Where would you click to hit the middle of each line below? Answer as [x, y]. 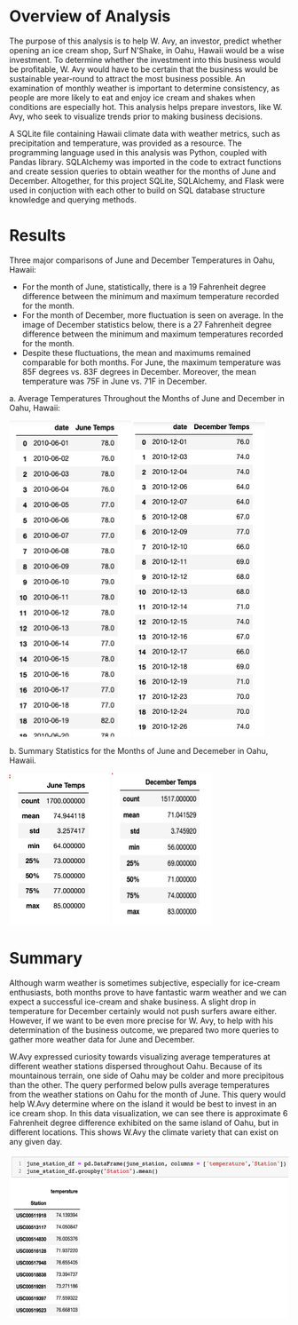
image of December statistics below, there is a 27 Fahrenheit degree [147, 324]
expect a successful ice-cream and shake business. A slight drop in [133, 1002]
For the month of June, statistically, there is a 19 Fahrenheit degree [144, 287]
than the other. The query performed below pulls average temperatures [140, 1084]
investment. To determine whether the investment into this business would [145, 60]
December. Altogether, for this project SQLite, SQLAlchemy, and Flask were [147, 180]
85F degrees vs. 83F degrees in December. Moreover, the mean [139, 371]
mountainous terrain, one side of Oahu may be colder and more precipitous [147, 1075]
